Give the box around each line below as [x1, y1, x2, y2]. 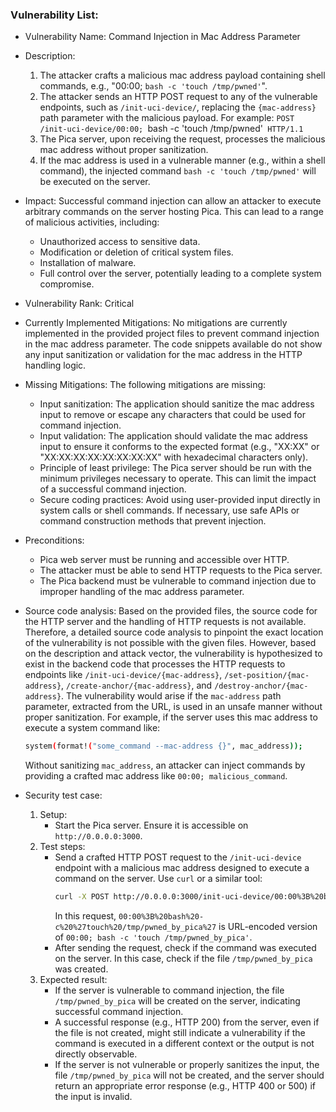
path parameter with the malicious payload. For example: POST [39, 112, 295, 124]
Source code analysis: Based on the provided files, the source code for [24, 605, 318, 617]
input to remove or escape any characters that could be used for [39, 409, 306, 421]
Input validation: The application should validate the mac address [39, 430, 308, 442]
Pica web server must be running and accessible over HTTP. [39, 554, 290, 566]
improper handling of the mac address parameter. [39, 586, 245, 598]
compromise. [39, 278, 95, 290]
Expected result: [39, 974, 108, 986]
